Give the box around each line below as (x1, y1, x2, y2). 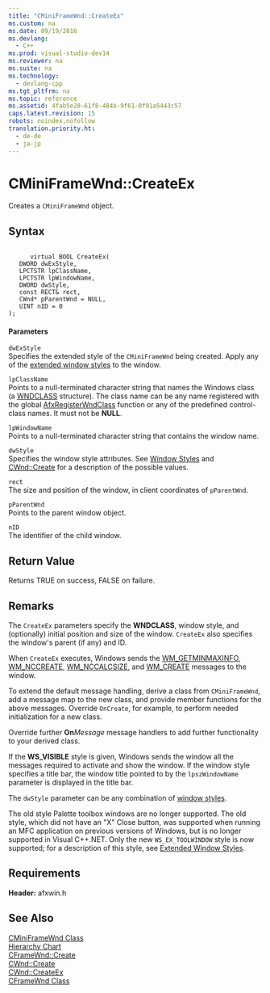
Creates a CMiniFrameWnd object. (8, 201, 114, 211)
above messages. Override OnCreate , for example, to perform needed (8, 704, 239, 713)
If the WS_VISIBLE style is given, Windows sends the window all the (8, 752, 234, 762)
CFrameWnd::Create (8, 950, 77, 960)
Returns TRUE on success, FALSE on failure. (8, 575, 156, 586)
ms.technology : (8, 72, 60, 80)
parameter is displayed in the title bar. (8, 777, 134, 788)
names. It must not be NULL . (27, 409, 123, 419)
